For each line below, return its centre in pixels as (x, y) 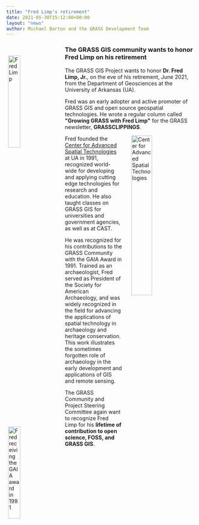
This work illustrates (90, 342)
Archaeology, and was (93, 297)
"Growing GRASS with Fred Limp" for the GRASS (126, 121)
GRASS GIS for (83, 209)
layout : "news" (25, 23)
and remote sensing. (90, 381)
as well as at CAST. (89, 228)
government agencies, (93, 222)
